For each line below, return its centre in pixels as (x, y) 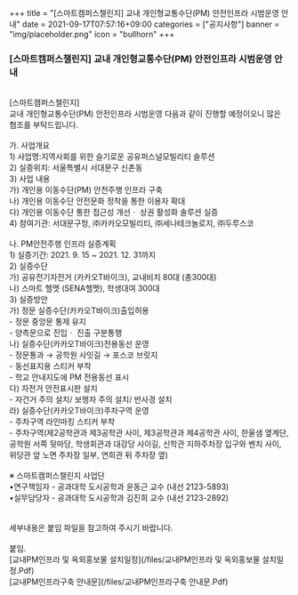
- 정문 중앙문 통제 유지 (48, 322)
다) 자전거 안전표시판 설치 (53, 389)
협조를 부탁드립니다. (44, 125)
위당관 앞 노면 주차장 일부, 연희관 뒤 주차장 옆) (89, 455)
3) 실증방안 (29, 300)
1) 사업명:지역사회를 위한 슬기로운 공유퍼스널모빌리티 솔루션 (112, 157)
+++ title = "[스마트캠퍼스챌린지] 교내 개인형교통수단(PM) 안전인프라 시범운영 (145, 13)
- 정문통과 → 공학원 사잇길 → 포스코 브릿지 (84, 355)
